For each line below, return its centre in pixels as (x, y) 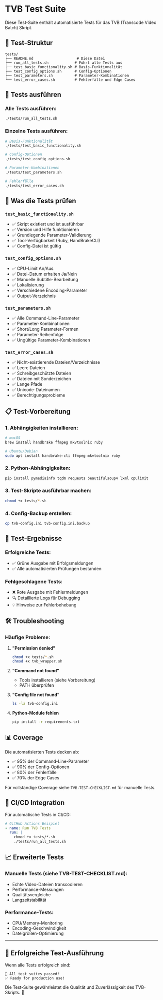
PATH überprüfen (37, 685)
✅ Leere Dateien (28, 368)
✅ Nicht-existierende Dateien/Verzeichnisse (56, 362)
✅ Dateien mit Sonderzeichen (41, 379)
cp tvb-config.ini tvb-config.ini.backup (48, 524)
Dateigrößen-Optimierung (38, 933)
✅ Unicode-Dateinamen (36, 390)
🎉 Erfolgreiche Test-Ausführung (55, 953)
